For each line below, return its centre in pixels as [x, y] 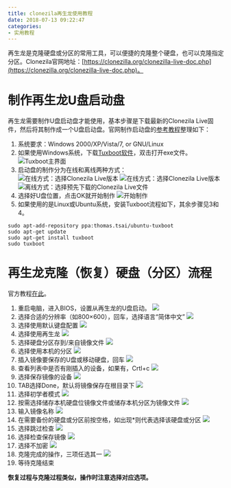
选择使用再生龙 [39, 334]
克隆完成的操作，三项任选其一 [60, 454]
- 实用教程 [21, 33]
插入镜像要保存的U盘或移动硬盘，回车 [71, 360]
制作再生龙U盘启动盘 [66, 101]
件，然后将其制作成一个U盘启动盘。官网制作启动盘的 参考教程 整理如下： [109, 130]
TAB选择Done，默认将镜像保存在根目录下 [76, 386]
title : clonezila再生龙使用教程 [50, 13]
